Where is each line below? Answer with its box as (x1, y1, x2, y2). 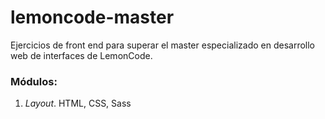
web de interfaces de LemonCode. (10, 49, 153, 61)
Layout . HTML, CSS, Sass (24, 97, 132, 110)
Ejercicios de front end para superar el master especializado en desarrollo (10, 39, 315, 51)
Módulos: (10, 74, 58, 88)
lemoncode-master (10, 6, 175, 29)
